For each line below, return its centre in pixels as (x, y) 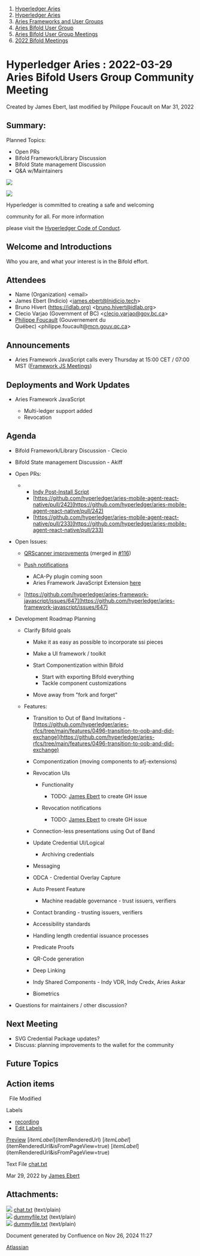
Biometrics (46, 994)
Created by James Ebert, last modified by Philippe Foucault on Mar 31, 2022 (100, 107)
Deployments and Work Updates (68, 385)
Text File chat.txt (27, 1164)
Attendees (26, 280)
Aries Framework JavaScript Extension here (87, 582)
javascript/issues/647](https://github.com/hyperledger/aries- (99, 600)
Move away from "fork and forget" (75, 695)
